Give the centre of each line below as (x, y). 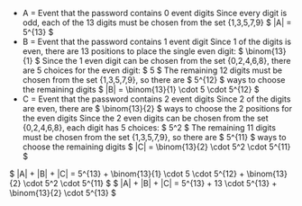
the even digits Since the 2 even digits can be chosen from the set (145, 118)
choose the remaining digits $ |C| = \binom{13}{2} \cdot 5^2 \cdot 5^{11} (156, 147)
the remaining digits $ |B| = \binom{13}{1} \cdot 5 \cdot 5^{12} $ (141, 90)
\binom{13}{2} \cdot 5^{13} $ (63, 193)
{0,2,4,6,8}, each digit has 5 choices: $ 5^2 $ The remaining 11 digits (149, 128)
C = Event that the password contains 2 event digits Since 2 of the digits (156, 99)
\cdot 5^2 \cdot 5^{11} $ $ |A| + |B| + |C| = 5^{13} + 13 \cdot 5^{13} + (150, 183)
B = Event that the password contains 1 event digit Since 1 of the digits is (156, 41)
